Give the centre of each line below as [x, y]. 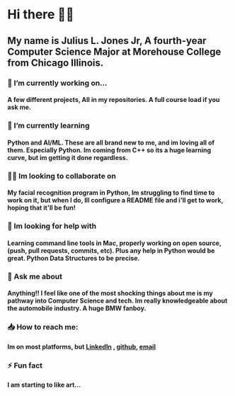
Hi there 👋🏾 [41, 15]
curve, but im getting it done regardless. [68, 157]
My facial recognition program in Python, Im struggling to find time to [111, 193]
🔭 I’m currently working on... [57, 83]
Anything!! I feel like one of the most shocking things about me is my [110, 293]
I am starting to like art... [44, 385]
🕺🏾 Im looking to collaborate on [62, 176]
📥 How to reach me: [43, 327]
